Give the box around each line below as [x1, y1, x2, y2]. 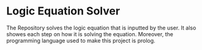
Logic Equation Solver [6, 4, 121, 18]
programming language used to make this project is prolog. [6, 37, 155, 44]
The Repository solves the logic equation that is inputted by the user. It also [6, 24, 196, 31]
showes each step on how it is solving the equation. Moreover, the [6, 30, 173, 37]
